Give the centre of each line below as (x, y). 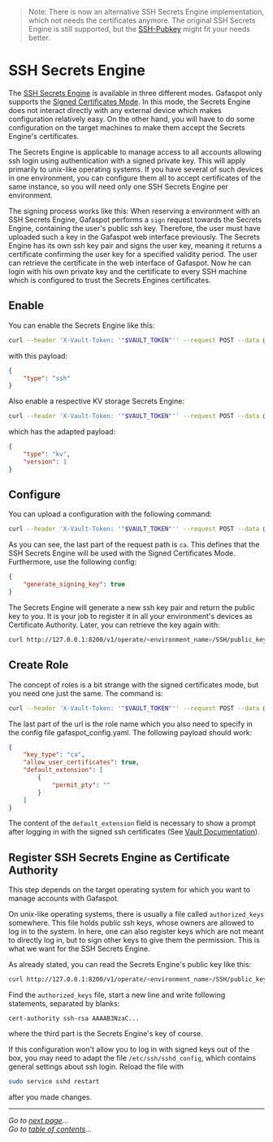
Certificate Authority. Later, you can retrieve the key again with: (115, 625)
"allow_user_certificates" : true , (81, 763)
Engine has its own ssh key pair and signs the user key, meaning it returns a (135, 245)
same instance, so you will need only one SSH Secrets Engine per (119, 186)
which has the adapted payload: (62, 432)
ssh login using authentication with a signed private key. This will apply (127, 160)
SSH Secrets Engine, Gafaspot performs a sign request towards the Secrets (135, 220)
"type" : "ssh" (47, 378)
